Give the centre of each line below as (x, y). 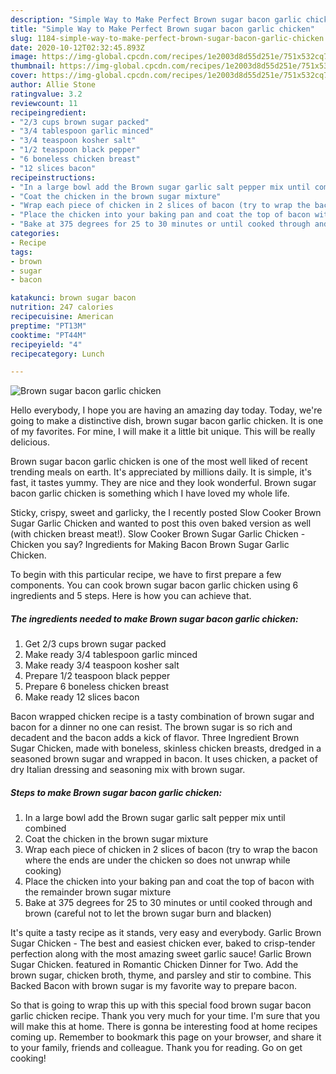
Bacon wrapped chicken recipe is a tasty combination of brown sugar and (162, 717)
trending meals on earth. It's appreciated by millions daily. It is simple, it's (161, 472)
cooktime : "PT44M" (48, 335)
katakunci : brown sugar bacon (73, 298)
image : (24, 57)
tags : (21, 252)
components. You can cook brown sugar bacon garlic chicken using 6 (154, 585)
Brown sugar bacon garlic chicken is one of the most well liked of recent (159, 462)
